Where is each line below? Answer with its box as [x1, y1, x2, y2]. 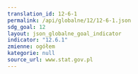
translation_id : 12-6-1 [7, 10, 78, 18]
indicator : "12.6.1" [7, 37, 69, 44]
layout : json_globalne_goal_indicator [7, 30, 122, 37]
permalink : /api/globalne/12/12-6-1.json [7, 17, 132, 24]
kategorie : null [7, 50, 55, 57]
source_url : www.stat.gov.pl [7, 56, 93, 63]
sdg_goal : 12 [7, 23, 46, 30]
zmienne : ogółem [7, 43, 55, 50]
